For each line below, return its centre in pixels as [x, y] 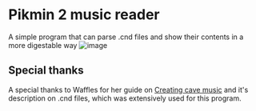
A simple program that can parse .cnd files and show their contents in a [126, 37]
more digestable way [43, 45]
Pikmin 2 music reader [84, 15]
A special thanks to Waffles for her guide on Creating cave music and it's [128, 89]
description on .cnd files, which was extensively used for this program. [125, 98]
